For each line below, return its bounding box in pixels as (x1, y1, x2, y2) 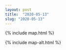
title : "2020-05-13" (5, 12, 49, 17)
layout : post (5, 7, 32, 12)
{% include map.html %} (5, 30, 55, 36)
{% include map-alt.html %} (5, 40, 62, 46)
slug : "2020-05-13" (5, 16, 45, 21)
